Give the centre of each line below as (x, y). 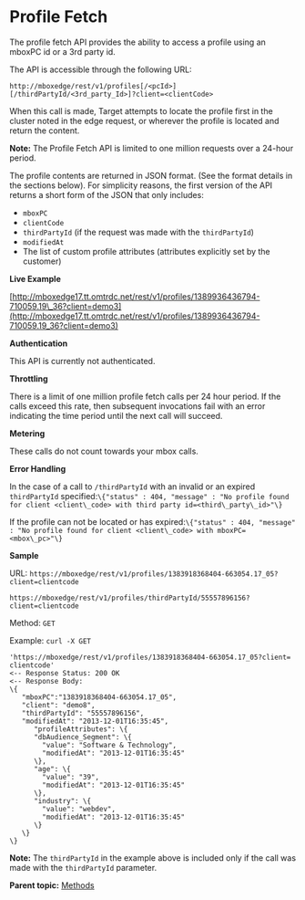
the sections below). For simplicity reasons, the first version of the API (141, 185)
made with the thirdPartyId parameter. (83, 867)
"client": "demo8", (58, 705)
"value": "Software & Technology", (110, 745)
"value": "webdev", (79, 809)
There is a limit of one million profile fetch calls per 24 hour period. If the (145, 396)
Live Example (35, 278)
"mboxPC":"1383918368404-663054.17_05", (99, 697)
